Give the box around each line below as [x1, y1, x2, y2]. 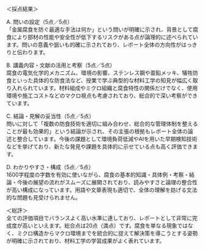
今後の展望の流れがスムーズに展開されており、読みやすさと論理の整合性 [16, 179, 198, 186]
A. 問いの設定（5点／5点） [6, 18, 73, 26]
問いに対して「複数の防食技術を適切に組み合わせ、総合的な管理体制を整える [6, 120, 199, 127]
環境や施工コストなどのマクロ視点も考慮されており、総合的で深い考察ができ [6, 92, 198, 99]
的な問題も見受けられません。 [6, 194, 81, 201]
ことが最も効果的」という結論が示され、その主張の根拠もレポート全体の [6, 128, 188, 135]
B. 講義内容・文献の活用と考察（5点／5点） [6, 61, 116, 69]
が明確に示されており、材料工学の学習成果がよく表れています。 [6, 237, 166, 245]
